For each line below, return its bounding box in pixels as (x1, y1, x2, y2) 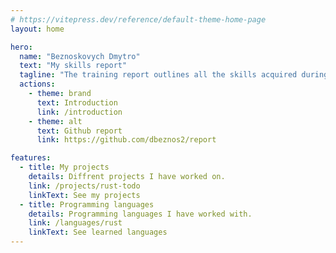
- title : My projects (19, 162, 110, 173)
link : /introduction (36, 107, 123, 117)
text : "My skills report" (19, 61, 128, 71)
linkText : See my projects (28, 190, 141, 200)
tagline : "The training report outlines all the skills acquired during (19, 70, 329, 80)
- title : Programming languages (19, 199, 155, 210)
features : (10, 153, 52, 163)
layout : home (10, 24, 65, 34)
